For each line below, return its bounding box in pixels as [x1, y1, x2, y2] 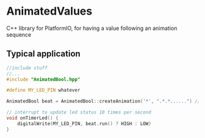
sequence [6, 31, 32, 38]
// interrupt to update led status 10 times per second [6, 109, 151, 115]
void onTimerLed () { [6, 115, 59, 121]
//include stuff [6, 65, 48, 71]
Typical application [6, 49, 81, 59]
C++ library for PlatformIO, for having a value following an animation [6, 24, 178, 32]
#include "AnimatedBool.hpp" [6, 76, 81, 82]
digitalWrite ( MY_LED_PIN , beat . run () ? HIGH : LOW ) [17, 120, 151, 126]
